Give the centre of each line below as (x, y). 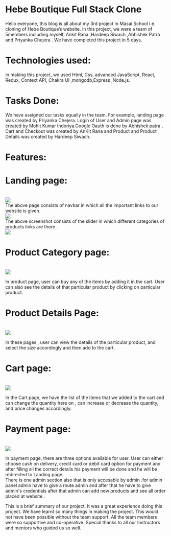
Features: (26, 157)
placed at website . (25, 496)
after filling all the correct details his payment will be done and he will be (81, 469)
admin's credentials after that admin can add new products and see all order (86, 491)
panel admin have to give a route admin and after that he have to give (78, 485)
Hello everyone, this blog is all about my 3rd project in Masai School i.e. (80, 24)
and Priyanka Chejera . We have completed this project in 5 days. (74, 40)
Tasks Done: (32, 101)
